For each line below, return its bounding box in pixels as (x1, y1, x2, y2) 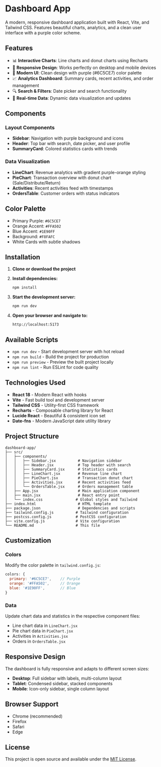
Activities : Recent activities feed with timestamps (12, 185, 113, 191)
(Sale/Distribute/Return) (12, 180, 61, 185)
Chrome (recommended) (12, 713, 63, 719)
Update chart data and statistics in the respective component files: (5, 613, 140, 619)
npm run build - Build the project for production (12, 354, 109, 360)
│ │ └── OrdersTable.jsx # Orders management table (5, 484, 133, 489)
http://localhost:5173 (12, 322, 59, 327)
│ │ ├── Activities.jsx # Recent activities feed (5, 479, 131, 485)
